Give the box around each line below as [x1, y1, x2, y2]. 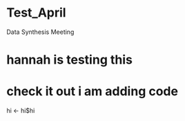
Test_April [6, 5, 66, 21]
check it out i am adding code [6, 84, 179, 100]
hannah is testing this [6, 52, 133, 68]
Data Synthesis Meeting [6, 28, 75, 36]
